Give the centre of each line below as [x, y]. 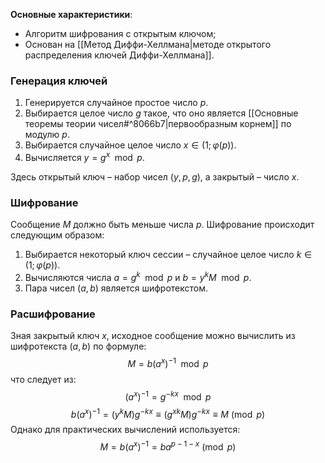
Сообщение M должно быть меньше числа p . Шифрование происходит [162, 225]
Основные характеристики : [71, 14]
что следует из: [43, 379]
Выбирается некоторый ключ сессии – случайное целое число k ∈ [168, 255]
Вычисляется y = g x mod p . [84, 156]
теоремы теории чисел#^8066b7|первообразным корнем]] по [158, 124]
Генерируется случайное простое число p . [116, 103]
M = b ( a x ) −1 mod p [168, 362]
